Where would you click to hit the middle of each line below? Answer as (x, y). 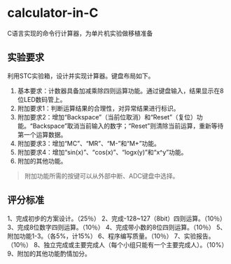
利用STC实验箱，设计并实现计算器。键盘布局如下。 (81, 76)
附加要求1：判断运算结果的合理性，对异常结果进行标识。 (98, 108)
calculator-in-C (53, 13)
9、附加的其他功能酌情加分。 (49, 253)
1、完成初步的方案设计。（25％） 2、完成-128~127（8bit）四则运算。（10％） (117, 218)
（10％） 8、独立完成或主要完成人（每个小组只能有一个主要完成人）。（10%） (118, 244)
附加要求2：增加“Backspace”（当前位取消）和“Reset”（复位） (107, 117)
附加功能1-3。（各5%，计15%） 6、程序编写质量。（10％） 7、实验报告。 (111, 236)
